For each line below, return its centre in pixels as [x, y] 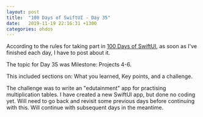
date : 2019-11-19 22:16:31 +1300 [52, 23]
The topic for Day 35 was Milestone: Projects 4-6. [69, 65]
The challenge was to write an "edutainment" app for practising [86, 88]
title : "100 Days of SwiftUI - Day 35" [59, 18]
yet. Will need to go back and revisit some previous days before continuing [101, 101]
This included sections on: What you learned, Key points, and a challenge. [99, 76]
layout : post [23, 12]
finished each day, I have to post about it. [58, 53]
